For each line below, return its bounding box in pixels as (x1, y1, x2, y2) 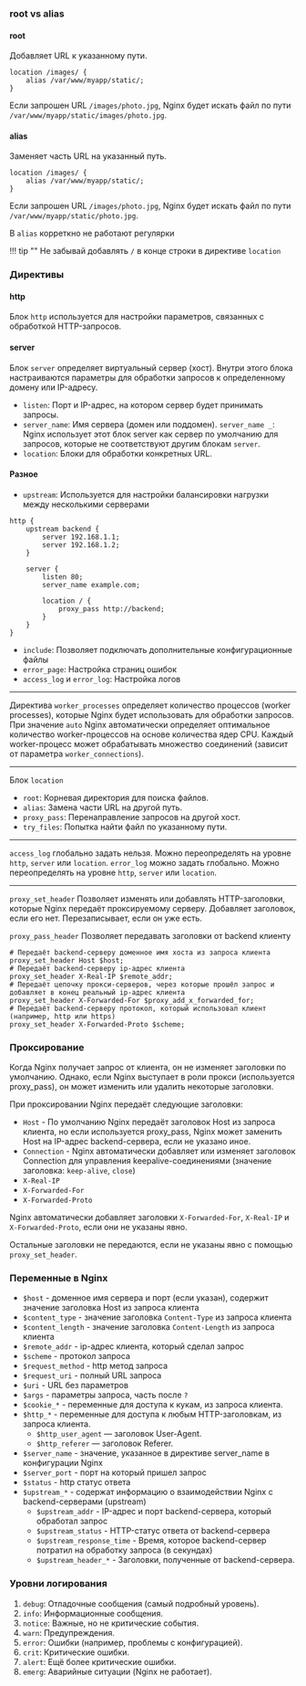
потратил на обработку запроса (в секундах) (36, 1544, 213, 1555)
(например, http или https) (9, 1012, 117, 1021)
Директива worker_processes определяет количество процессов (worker (9, 700, 291, 711)
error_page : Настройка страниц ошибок (22, 663, 178, 674)
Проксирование (9, 1040, 85, 1053)
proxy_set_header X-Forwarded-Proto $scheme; (9, 1019, 185, 1029)
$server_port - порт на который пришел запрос (22, 1467, 207, 1478)
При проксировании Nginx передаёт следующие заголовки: (9, 1099, 243, 1110)
